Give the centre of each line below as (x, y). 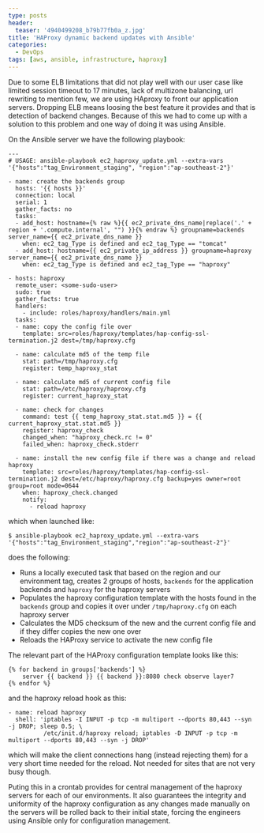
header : (21, 23)
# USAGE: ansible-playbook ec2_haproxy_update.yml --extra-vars (116, 160)
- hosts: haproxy (37, 278)
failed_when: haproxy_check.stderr (81, 444)
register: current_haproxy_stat (75, 396)
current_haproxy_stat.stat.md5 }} (65, 424)
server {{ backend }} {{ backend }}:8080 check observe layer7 (128, 677)
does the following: (39, 557)
